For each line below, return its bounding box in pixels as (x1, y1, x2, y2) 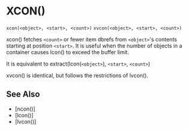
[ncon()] (14, 105, 36, 112)
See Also (6, 89, 40, 100)
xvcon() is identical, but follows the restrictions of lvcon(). (6, 72, 148, 79)
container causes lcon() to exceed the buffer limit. (6, 48, 129, 55)
